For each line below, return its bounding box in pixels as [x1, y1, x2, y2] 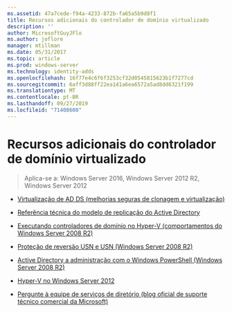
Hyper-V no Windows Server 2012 [17, 276, 115, 284]
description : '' [7, 23, 54, 30]
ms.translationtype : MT [7, 87, 76, 94]
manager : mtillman [7, 42, 60, 49]
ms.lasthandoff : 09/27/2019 [7, 100, 89, 107]
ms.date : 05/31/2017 [7, 49, 67, 56]
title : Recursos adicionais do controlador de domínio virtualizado [7, 17, 209, 24]
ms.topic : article [7, 55, 60, 62]
